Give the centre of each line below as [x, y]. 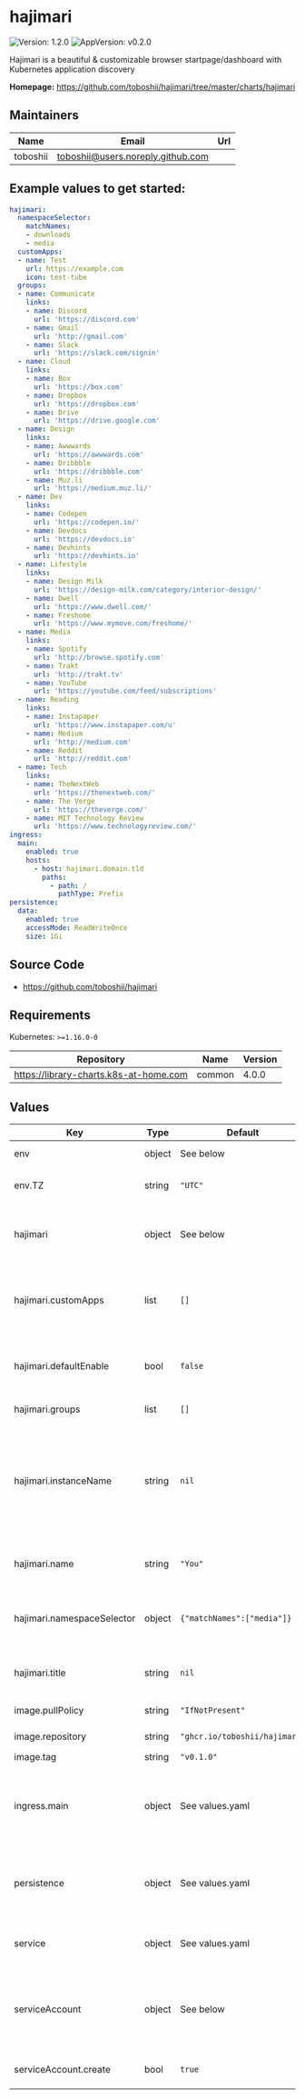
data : [28, 911]
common [215, 1074]
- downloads [48, 235]
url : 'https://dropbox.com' [87, 404]
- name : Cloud [44, 362]
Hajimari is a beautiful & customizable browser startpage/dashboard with [146, 59]
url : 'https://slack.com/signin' [97, 353]
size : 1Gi [44, 936]
